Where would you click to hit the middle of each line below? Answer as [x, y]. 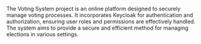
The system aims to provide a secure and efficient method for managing [97, 28]
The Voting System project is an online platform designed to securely [93, 9]
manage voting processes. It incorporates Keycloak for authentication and [100, 15]
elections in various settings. [43, 34]
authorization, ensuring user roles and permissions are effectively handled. [101, 21]
